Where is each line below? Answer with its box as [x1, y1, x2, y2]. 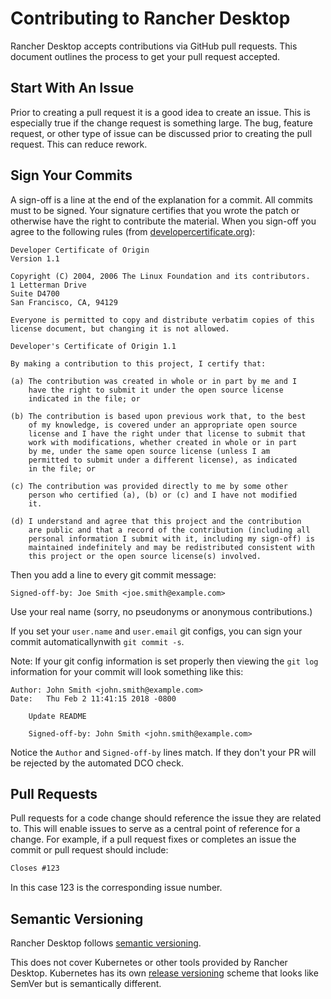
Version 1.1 [10, 253, 60, 264]
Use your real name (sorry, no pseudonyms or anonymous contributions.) [10, 605, 313, 617]
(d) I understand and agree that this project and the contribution [10, 516, 302, 526]
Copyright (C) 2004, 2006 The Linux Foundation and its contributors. [10, 271, 311, 281]
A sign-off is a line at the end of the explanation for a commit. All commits [10, 193, 313, 206]
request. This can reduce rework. [10, 138, 148, 150]
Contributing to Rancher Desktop [10, 7, 291, 30]
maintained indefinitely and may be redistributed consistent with [28, 542, 315, 552]
